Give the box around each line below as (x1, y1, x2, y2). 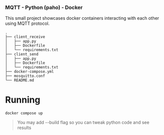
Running (5, 94, 41, 106)
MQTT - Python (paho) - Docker (5, 4, 83, 11)
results (17, 125, 32, 131)
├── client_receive (5, 34, 45, 40)
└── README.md (5, 78, 35, 83)
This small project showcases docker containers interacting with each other (5, 15, 160, 21)
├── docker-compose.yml (5, 69, 54, 74)
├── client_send (5, 52, 39, 57)
